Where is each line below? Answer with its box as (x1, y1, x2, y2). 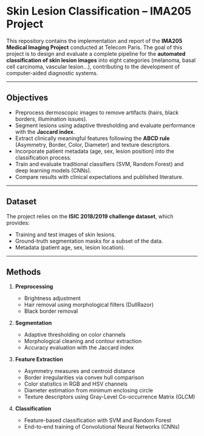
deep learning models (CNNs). (15, 167, 92, 174)
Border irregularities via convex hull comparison (24, 374, 144, 381)
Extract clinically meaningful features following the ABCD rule (15, 135, 170, 142)
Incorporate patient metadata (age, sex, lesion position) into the (15, 147, 175, 155)
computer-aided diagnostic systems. (6, 69, 98, 76)
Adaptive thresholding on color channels (24, 331, 126, 338)
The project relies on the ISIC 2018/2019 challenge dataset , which (6, 212, 174, 220)
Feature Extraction (15, 356, 64, 363)
